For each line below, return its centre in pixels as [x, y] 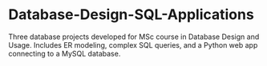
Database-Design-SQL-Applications [131, 15]
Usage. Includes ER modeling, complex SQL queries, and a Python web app [133, 45]
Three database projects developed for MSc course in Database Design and [134, 37]
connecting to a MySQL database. [65, 53]
